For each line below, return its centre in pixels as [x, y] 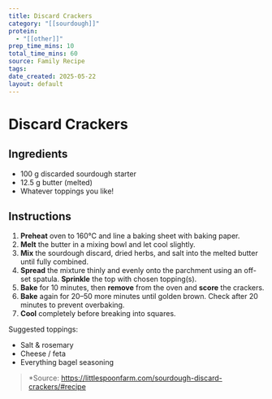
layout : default [36, 84]
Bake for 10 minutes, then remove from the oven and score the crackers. [142, 288]
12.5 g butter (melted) [56, 182]
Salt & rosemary [47, 345]
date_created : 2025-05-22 [52, 76]
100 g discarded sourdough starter [78, 173]
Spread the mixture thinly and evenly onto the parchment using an [131, 271]
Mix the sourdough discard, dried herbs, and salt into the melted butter [139, 254]
